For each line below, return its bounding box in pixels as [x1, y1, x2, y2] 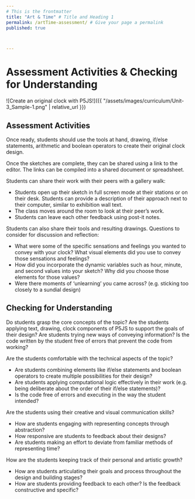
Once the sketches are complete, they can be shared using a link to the [6, 160, 178, 167]
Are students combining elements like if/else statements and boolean [14, 366, 182, 373]
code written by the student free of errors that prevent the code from [6, 337, 173, 344]
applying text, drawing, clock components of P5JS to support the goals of [6, 324, 184, 331]
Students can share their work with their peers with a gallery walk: [6, 177, 166, 184]
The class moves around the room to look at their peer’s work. [14, 207, 165, 214]
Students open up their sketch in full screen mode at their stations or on [14, 189, 188, 196]
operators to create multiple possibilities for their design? [14, 372, 153, 380]
